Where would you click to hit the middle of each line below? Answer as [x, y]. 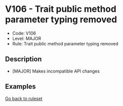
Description [23, 59]
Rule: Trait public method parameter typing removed [65, 43]
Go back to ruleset [24, 98]
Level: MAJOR [27, 38]
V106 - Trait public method [61, 9]
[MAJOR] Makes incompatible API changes [56, 71]
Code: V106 [24, 33]
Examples [20, 87]
